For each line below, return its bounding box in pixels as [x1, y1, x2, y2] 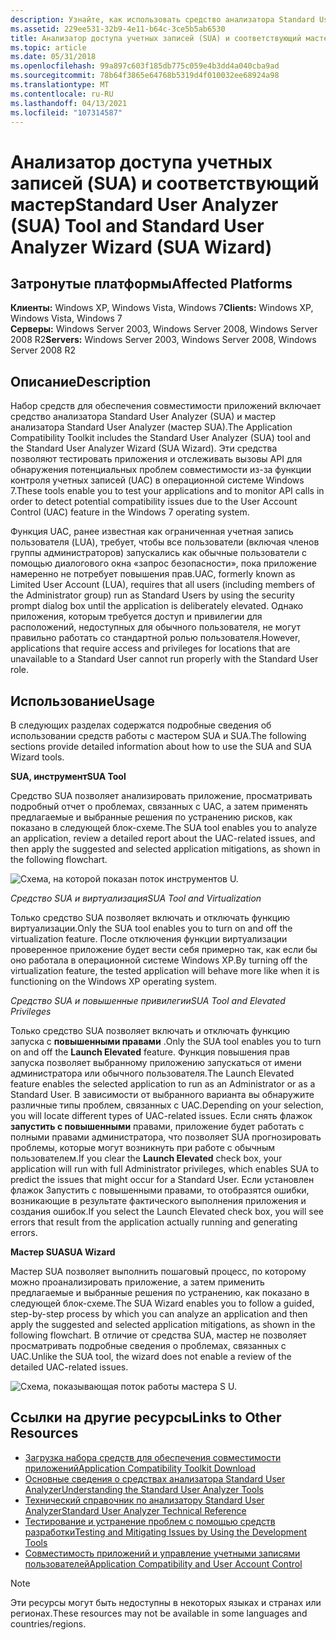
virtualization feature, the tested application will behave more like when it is [10, 965, 320, 976]
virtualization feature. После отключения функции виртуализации [10, 933, 288, 945]
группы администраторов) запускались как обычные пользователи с [10, 547, 308, 559]
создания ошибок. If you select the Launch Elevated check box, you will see [10, 1206, 324, 1217]
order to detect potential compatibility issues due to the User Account [10, 496, 298, 508]
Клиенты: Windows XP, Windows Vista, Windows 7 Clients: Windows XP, [10, 302, 314, 314]
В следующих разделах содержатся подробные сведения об [10, 719, 272, 731]
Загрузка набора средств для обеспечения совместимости [24, 1451, 282, 1463]
